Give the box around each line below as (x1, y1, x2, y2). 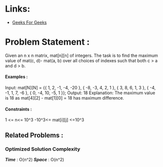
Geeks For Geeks (12, 19, 47, 25)
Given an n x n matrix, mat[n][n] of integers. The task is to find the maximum (5, 52, 158, 58)
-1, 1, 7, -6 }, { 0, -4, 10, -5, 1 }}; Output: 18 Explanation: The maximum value (5, 90, 156, 96)
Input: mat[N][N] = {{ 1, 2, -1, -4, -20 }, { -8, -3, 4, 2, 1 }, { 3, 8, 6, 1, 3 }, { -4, (5, 85, 156, 91)
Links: (5, 3, 31, 15)
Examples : (5, 74, 28, 80)
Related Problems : (5, 131, 64, 139)
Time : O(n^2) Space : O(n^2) (5, 156, 64, 162)
